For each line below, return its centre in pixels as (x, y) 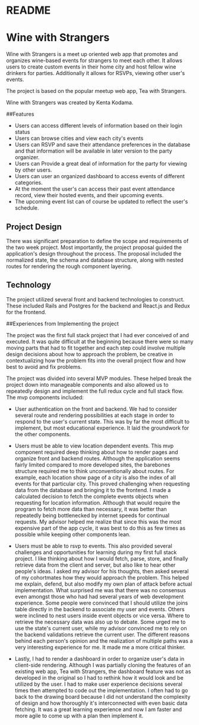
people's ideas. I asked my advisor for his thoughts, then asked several (102, 571)
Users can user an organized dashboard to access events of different (100, 176)
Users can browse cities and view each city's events (79, 138)
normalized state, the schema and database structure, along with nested (95, 260)
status (22, 132)
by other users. (33, 170)
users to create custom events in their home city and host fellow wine (91, 67)
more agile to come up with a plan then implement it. (79, 715)
